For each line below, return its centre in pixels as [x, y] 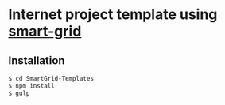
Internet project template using [113, 15]
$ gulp [19, 93]
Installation [37, 60]
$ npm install [32, 86]
